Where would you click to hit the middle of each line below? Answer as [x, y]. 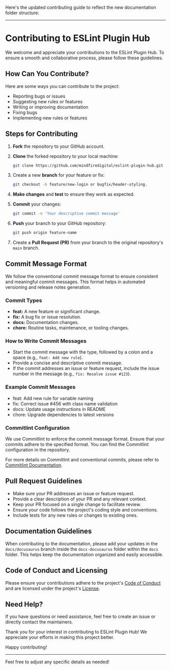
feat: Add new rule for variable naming [53, 398]
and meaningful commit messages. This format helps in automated [75, 282]
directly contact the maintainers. [39, 622]
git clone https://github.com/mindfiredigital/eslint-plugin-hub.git [88, 166]
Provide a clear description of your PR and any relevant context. [80, 499]
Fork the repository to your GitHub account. [59, 146]
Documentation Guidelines [49, 531]
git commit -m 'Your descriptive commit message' [66, 214]
